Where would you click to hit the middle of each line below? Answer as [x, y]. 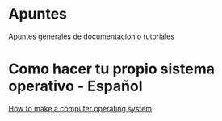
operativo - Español [75, 86]
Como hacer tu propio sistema [112, 69]
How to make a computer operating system [80, 108]
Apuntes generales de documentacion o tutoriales [92, 36]
